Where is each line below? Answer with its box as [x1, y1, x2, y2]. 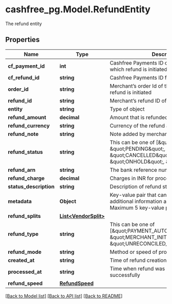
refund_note [8, 130, 39, 137]
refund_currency [8, 122, 50, 129]
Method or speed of [110, 248, 158, 255]
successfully [110, 271, 141, 278]
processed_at [8, 268, 42, 275]
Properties [5, 35, 40, 44]
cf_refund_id [8, 74, 40, 81]
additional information [110, 197, 162, 205]
